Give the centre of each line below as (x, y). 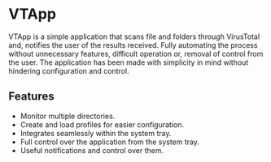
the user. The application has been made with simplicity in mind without (129, 62)
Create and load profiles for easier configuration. (102, 124)
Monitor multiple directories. (68, 116)
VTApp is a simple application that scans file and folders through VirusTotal (134, 36)
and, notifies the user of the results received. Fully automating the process (133, 45)
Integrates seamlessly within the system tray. (96, 133)
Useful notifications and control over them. (92, 150)
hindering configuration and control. (69, 70)
